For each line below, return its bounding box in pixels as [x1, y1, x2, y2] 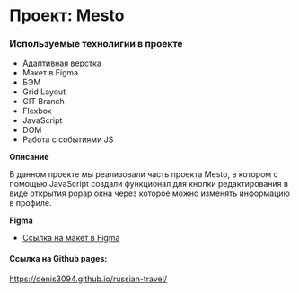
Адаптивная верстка [22, 58, 101, 68]
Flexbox [22, 105, 52, 117]
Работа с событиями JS [22, 134, 114, 145]
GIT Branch [22, 96, 65, 107]
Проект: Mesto [9, 5, 125, 26]
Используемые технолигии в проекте [9, 38, 183, 50]
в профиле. [9, 198, 52, 209]
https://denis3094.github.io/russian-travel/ [9, 273, 168, 284]
